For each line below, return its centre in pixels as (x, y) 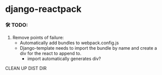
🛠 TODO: (17, 25)
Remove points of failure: (38, 38)
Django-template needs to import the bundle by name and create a (88, 48)
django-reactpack (43, 9)
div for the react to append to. (51, 54)
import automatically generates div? (64, 59)
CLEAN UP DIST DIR (26, 69)
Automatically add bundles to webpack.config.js (69, 43)
